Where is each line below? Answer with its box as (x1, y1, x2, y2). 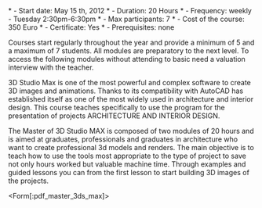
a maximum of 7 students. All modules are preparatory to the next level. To (8, 46, 249, 56)
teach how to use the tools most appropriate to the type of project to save (8, 151, 247, 160)
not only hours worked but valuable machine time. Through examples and (8, 160, 246, 169)
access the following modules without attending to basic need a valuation (8, 55, 246, 63)
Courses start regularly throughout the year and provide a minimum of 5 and (8, 38, 255, 47)
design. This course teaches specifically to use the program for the (8, 103, 225, 112)
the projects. (8, 176, 49, 185)
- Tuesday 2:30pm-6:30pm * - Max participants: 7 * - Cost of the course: (8, 14, 245, 23)
